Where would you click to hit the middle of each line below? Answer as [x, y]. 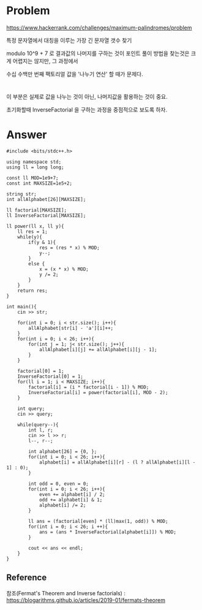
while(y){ [30, 237]
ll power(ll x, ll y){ [35, 227]
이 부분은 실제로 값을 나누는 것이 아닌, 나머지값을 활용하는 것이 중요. [87, 97]
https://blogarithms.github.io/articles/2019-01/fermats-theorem [86, 600]
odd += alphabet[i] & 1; [71, 500]
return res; [32, 291]
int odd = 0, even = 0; [58, 484]
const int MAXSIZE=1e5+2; [39, 184]
